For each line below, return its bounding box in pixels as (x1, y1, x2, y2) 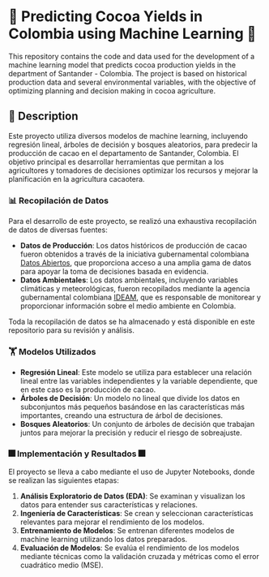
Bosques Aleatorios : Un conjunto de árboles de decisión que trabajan (19, 420, 255, 429)
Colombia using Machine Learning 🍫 (8, 24, 257, 43)
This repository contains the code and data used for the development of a (8, 51, 255, 61)
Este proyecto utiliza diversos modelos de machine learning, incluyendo (8, 131, 249, 140)
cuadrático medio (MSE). (19, 560, 104, 570)
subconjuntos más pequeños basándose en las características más (19, 402, 246, 412)
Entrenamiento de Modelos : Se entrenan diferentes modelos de (19, 525, 235, 535)
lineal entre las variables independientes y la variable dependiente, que (19, 377, 258, 386)
